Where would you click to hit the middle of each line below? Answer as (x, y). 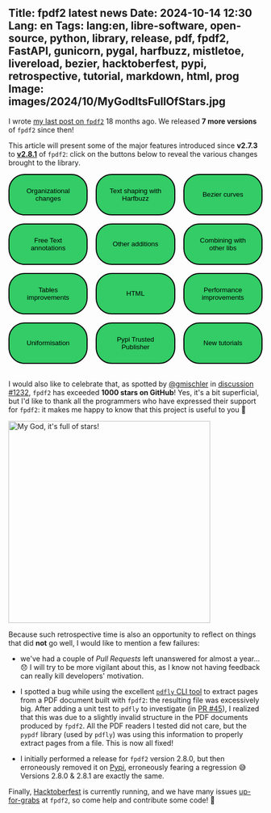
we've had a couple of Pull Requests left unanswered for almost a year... (140, 659)
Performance (223, 290)
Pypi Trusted (135, 339)
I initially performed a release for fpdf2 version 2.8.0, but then (122, 758)
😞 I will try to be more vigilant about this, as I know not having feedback (140, 667)
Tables (48, 290)
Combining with (223, 240)
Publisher (135, 347)
